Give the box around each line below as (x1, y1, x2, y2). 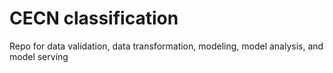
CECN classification (9, 7, 179, 30)
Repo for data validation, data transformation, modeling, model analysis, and (9, 40, 324, 52)
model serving (9, 50, 69, 62)
